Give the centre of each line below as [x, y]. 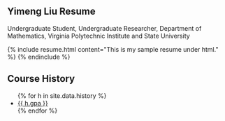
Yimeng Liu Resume [51, 12]
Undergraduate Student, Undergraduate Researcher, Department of [104, 28]
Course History [41, 79]
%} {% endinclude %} [39, 57]
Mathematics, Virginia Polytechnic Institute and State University [99, 36]
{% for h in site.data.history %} [62, 95]
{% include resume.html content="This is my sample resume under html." [113, 49]
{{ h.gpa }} [33, 103]
